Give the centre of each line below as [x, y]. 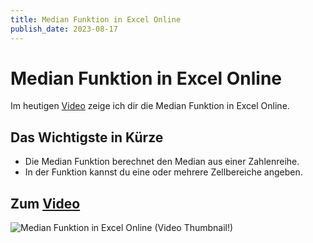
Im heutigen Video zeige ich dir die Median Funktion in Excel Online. [150, 106]
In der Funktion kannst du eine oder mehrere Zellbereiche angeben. [163, 172]
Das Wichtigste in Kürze [87, 137]
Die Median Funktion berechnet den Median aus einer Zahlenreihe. [162, 162]
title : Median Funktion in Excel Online [96, 19]
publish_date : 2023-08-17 [64, 29]
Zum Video [45, 203]
